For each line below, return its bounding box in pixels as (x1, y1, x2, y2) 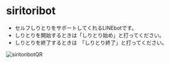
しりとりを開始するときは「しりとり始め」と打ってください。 (14, 31, 165, 39)
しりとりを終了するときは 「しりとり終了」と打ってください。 (14, 39, 167, 46)
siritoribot (6, 4, 56, 18)
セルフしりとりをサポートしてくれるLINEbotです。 (14, 24, 137, 31)
